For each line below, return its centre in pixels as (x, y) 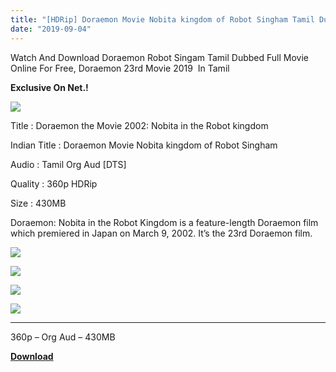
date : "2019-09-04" (51, 29)
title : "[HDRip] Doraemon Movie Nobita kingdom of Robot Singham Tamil (162, 19)
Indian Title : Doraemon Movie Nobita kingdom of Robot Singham (144, 145)
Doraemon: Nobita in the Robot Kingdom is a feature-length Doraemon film (164, 222)
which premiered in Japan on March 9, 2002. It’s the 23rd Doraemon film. (161, 233)
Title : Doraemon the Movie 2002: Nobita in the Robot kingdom (139, 125)
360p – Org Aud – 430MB (63, 337)
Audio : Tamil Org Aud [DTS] (68, 164)
